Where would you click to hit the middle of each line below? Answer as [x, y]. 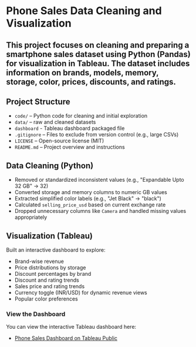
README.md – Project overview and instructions [70, 147]
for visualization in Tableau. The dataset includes [98, 63]
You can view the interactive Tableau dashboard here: [71, 327]
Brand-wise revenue [39, 261]
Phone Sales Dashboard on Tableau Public [66, 338]
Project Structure [38, 101]
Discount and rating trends [47, 280]
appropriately [31, 217]
